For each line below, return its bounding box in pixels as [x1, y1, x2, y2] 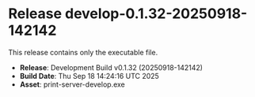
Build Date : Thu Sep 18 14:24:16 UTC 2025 [19, 71, 160, 80]
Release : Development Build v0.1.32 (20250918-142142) [19, 62, 204, 72]
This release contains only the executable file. [8, 47, 158, 57]
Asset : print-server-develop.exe [19, 80, 125, 89]
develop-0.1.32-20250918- [64, 5, 248, 23]
